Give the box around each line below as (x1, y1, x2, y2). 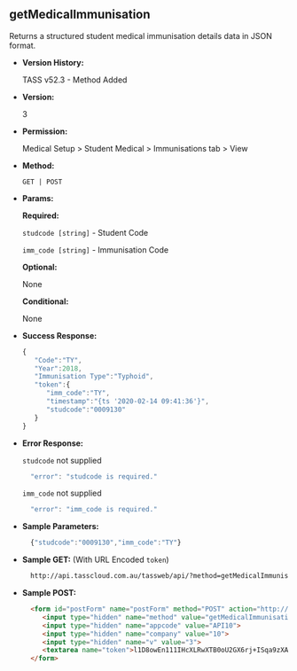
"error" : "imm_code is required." (30, 505, 158, 514)
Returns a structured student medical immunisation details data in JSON (9, 30, 273, 41)
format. (9, 40, 36, 51)
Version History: (21, 57, 84, 67)
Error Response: (21, 438, 84, 449)
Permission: (21, 126, 68, 137)
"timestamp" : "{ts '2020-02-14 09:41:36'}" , (45, 397, 210, 406)
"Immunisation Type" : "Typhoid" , (34, 372, 154, 381)
